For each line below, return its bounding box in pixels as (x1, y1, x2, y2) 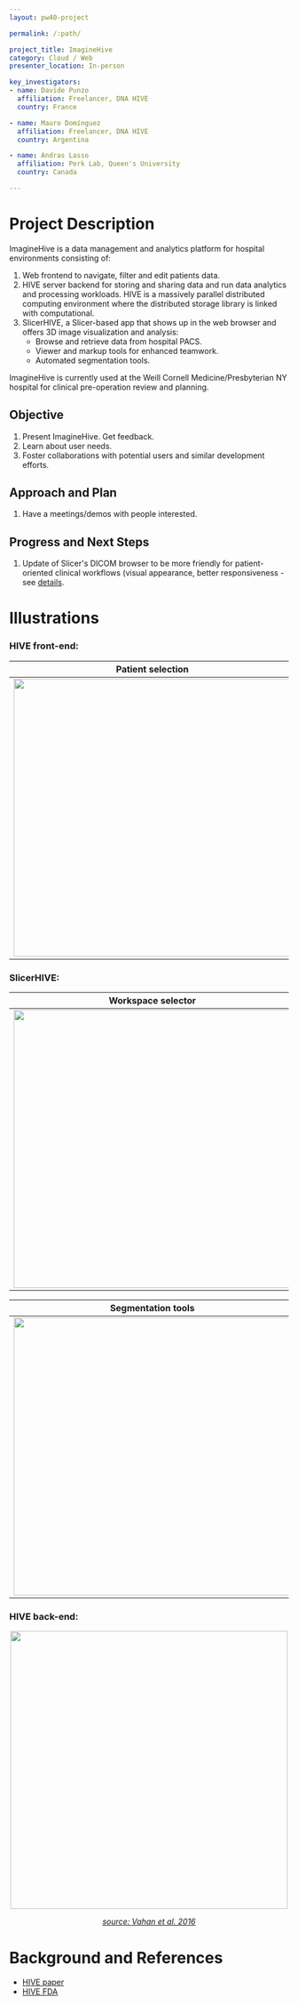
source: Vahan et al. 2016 (101, 1916, 197, 1927)
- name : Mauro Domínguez (9, 118, 101, 127)
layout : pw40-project (9, 12, 90, 22)
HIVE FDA (21, 1986, 59, 1997)
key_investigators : (9, 77, 82, 87)
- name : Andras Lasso (9, 151, 90, 160)
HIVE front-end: (9, 640, 79, 652)
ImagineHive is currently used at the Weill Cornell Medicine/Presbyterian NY (9, 372, 287, 382)
